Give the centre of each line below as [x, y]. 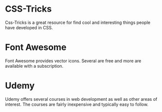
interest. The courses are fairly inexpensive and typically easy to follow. [77, 104]
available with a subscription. [34, 66]
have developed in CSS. [29, 27]
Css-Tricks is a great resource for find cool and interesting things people [78, 22]
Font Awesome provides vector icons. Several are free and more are [73, 61]
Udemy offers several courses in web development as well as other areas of [81, 99]
